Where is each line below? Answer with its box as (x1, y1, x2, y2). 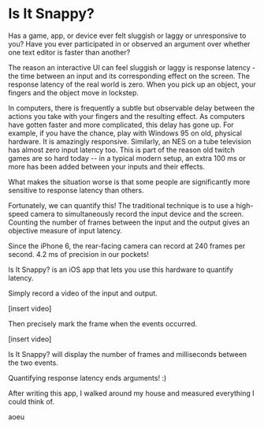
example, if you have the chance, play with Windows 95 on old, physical (8, 128, 243, 138)
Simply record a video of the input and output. (8, 288, 158, 298)
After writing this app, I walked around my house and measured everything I (8, 388, 255, 398)
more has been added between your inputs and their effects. (8, 162, 205, 171)
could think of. (8, 396, 55, 406)
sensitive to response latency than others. (8, 185, 144, 195)
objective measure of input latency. (8, 225, 123, 235)
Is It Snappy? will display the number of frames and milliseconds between (8, 349, 247, 359)
